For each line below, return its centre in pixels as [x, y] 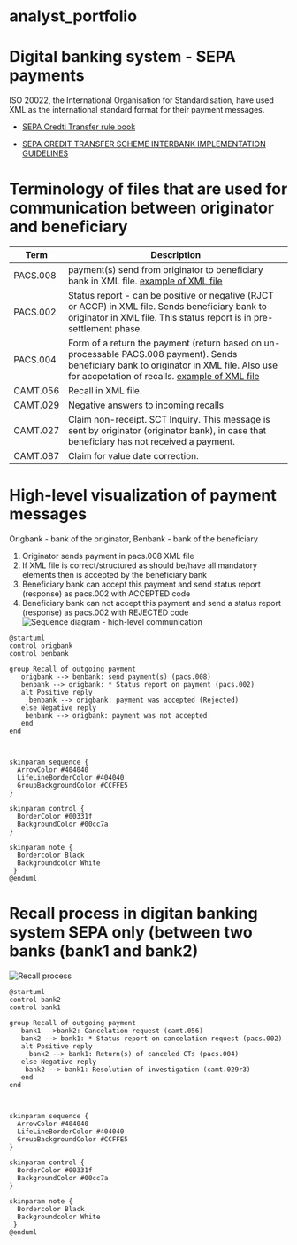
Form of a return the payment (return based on [165, 343]
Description [176, 255]
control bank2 [35, 1000]
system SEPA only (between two [131, 933]
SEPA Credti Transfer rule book [79, 127]
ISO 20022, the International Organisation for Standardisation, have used [141, 100]
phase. [129, 329]
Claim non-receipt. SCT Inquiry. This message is [169, 420]
